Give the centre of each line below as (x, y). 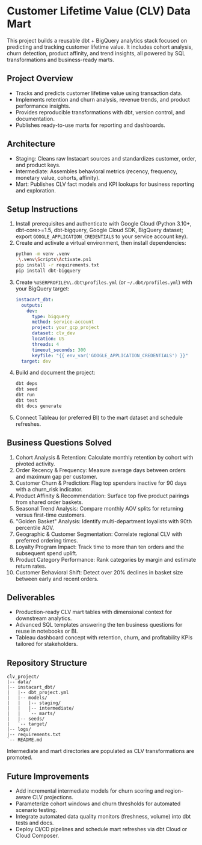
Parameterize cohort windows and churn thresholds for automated (98, 804)
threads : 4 (45, 344)
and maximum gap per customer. (57, 476)
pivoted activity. (35, 464)
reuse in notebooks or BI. (47, 631)
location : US (48, 339)
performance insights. (43, 106)
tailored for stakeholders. (47, 644)
